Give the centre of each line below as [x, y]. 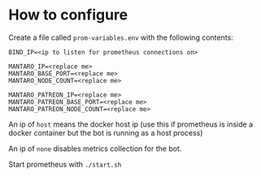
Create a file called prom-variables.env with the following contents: [121, 37]
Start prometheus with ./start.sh [65, 164]
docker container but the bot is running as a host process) [106, 132]
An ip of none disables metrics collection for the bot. [95, 149]
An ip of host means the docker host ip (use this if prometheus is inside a [131, 124]
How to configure [68, 15]
